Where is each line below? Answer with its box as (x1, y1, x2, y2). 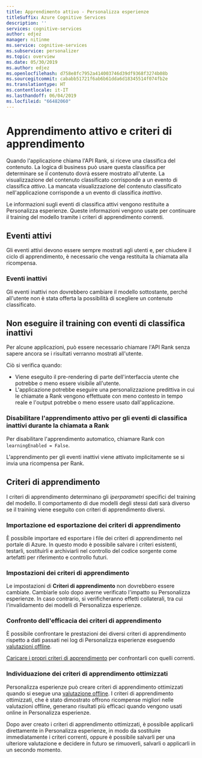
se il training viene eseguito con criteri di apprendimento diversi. (6, 506, 165, 513)
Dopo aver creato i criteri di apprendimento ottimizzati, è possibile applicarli (6, 720, 194, 728)
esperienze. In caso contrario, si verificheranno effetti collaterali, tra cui (6, 595, 183, 602)
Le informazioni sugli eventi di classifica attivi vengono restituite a (6, 200, 170, 208)
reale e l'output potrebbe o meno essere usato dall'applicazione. (14, 399, 175, 406)
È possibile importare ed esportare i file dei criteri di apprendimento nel (6, 534, 183, 541)
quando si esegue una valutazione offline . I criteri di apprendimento (6, 689, 174, 697)
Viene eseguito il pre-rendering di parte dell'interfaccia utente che (14, 374, 179, 381)
